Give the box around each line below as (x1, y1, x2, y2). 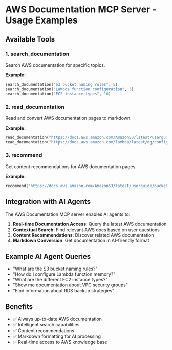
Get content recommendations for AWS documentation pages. (5, 163, 137, 170)
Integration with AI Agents (5, 197, 91, 206)
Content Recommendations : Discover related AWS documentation (12, 232, 154, 238)
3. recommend (5, 152, 42, 159)
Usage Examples (5, 14, 78, 26)
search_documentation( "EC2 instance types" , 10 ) (5, 91, 111, 96)
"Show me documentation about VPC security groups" (12, 282, 128, 288)
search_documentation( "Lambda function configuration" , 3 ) (5, 86, 134, 92)
